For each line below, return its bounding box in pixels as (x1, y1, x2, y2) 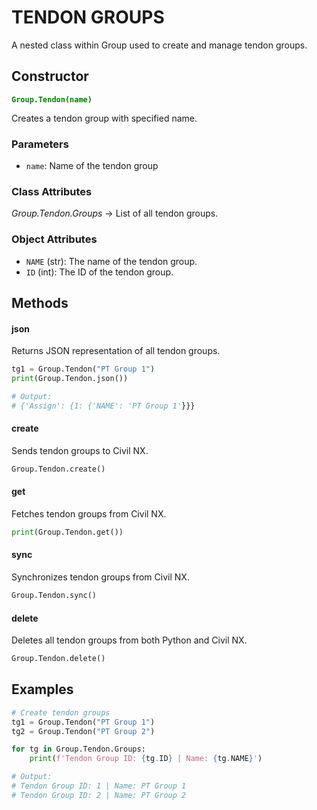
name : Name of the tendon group (25, 160, 159, 172)
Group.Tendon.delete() (11, 654, 106, 664)
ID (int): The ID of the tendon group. (25, 266, 174, 278)
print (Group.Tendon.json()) (11, 374, 129, 384)
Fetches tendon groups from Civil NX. (11, 508, 167, 520)
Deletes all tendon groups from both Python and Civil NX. (11, 634, 248, 646)
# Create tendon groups (11, 707, 111, 718)
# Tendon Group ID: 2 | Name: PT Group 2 (11, 790, 187, 800)
